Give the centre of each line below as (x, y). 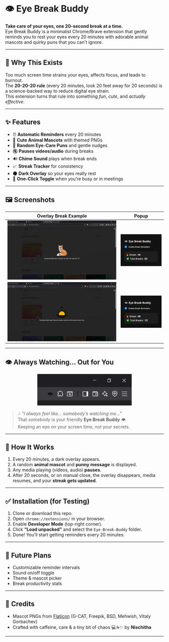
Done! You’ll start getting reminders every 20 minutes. (68, 535)
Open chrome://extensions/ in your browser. (59, 519)
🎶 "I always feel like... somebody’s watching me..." (70, 413)
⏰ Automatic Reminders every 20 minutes (57, 134)
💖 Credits (20, 604)
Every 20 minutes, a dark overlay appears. (56, 459)
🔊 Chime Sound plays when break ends (55, 159)
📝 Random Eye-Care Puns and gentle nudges (60, 145)
